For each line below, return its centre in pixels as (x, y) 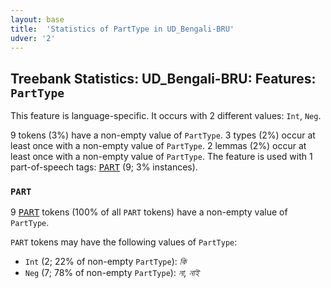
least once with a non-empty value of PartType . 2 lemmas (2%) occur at (158, 146)
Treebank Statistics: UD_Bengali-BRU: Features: (163, 78)
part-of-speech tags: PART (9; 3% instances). (104, 167)
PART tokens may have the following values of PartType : (124, 242)
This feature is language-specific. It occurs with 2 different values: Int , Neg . (166, 116)
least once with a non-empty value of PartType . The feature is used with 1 (161, 157)
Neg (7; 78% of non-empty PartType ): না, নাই (112, 273)
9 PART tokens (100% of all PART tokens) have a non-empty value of (149, 212)
